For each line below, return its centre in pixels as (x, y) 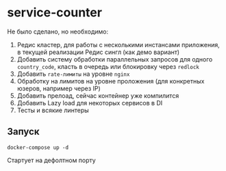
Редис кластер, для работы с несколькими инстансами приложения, (118, 44)
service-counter (55, 13)
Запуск (23, 132)
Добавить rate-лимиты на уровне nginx (73, 74)
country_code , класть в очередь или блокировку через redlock (108, 66)
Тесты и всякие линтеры (53, 110)
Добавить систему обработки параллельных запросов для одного (115, 59)
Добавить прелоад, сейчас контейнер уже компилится (98, 95)
